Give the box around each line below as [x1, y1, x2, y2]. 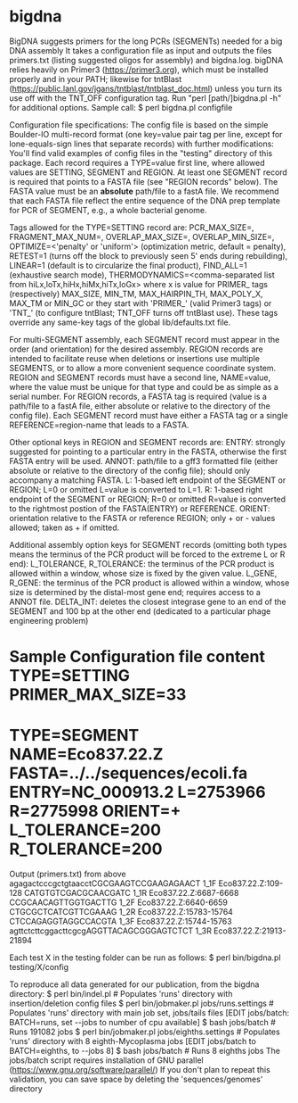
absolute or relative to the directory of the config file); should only [9, 465, 251, 476]
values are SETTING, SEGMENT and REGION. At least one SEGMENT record [9, 167, 287, 178]
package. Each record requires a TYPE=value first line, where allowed [9, 157, 265, 168]
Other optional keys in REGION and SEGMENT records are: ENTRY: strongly [9, 436, 286, 447]
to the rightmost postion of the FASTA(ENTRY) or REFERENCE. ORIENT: [9, 502, 270, 514]
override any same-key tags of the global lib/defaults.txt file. [9, 317, 231, 328]
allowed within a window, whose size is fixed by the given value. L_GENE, [9, 568, 278, 578]
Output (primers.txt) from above [9, 868, 126, 880]
